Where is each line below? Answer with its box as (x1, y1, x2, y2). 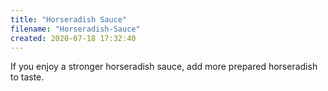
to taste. (10, 71, 45, 83)
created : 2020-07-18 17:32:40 (10, 33, 137, 43)
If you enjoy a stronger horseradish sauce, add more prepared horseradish (10, 61, 318, 73)
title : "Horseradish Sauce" (10, 14, 128, 25)
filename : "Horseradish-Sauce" (10, 24, 141, 34)
